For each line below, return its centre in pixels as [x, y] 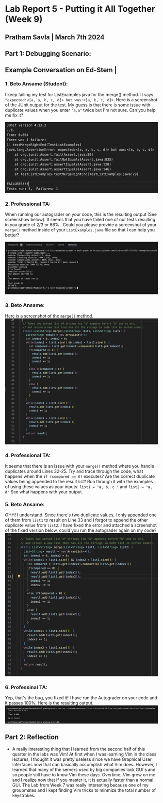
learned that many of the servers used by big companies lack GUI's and [84, 770]
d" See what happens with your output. [44, 492]
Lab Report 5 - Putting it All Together [80, 9]
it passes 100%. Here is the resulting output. [49, 703]
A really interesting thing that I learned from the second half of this [79, 749]
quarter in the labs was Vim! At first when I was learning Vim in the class [84, 754]
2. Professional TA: [28, 204]
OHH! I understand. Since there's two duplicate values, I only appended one [81, 515]
